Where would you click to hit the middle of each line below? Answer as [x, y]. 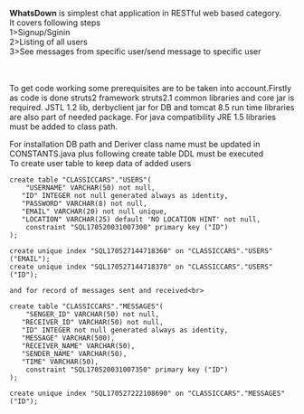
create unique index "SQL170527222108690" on [96, 393]
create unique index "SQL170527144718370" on [96, 267]
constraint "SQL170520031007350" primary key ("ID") [127, 370]
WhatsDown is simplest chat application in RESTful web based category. [146, 13]
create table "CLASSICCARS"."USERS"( [81, 180]
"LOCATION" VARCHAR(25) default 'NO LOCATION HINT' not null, [141, 220]
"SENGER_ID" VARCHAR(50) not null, [93, 315]
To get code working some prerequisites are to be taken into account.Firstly [151, 88]
